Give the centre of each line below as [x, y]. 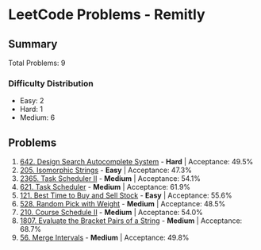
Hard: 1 [31, 110]
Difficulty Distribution [51, 83]
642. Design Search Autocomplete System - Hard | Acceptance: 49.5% [136, 162]
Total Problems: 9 [37, 63]
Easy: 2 [32, 101]
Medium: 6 [37, 117]
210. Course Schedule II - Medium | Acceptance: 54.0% [111, 213]
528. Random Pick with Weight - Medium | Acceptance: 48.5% [123, 204]
